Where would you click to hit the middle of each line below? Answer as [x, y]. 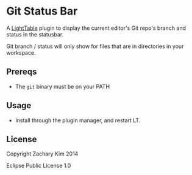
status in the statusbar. [35, 34]
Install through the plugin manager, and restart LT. [78, 120]
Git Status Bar [42, 11]
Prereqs [22, 72]
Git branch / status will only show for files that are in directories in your [95, 46]
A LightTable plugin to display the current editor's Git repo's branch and [96, 28]
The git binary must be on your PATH [62, 86]
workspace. [21, 52]
